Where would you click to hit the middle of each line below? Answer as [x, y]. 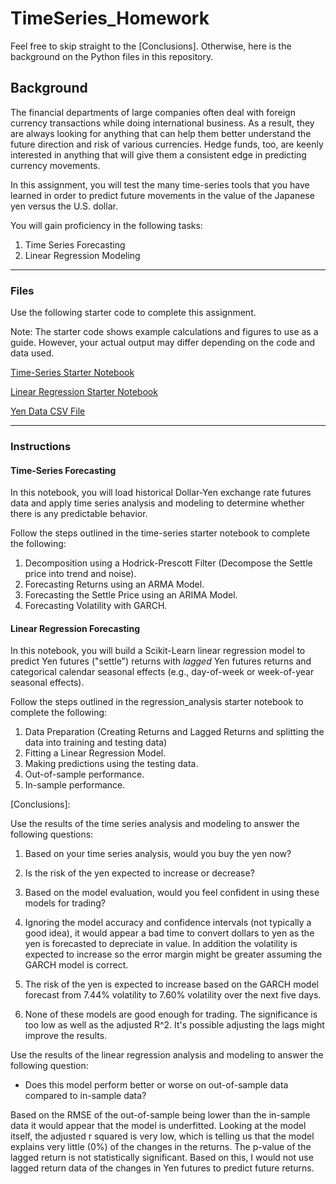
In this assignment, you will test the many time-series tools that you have [160, 184]
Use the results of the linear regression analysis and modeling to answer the [167, 1055]
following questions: [52, 834]
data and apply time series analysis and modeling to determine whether [157, 503]
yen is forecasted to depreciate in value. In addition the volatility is [161, 944]
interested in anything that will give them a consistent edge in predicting [158, 154]
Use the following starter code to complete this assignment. [133, 313]
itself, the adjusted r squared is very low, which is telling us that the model [162, 1136]
